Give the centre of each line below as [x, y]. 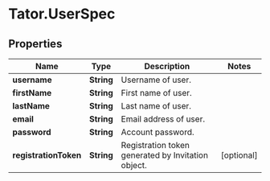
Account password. [157, 132]
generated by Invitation [165, 155]
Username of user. [156, 80]
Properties [35, 44]
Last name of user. [156, 106]
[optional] [239, 155]
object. [134, 165]
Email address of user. [163, 119]
